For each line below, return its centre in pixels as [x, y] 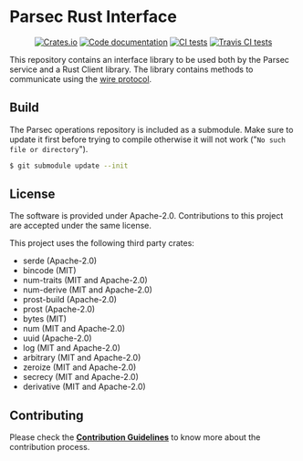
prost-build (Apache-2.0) [69, 300]
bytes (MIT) [44, 319]
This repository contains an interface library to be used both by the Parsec [150, 59]
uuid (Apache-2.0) [57, 338]
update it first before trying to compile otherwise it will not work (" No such [147, 139]
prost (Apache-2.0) [59, 309]
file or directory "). [49, 149]
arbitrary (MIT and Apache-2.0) [82, 358]
